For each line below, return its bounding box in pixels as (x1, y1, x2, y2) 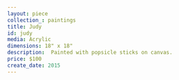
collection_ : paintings (7, 17, 77, 24)
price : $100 (7, 56, 42, 63)
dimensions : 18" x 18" (7, 42, 73, 49)
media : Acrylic (7, 36, 52, 43)
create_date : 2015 (7, 62, 61, 69)
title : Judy (7, 23, 42, 30)
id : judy (7, 29, 33, 37)
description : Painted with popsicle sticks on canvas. (7, 49, 173, 56)
